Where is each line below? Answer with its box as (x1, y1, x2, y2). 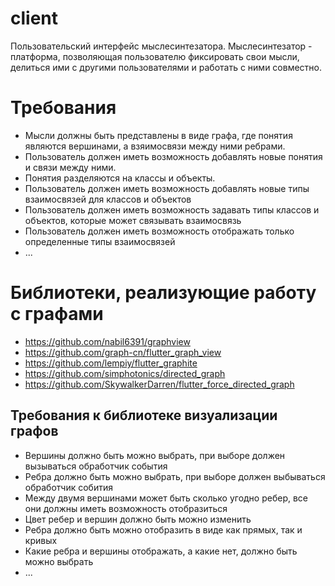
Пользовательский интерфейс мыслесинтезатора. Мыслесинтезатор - (10, 40, 313, 52)
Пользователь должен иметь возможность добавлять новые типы (24, 182, 310, 194)
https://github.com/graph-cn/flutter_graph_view (24, 346, 222, 358)
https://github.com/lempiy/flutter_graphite (24, 357, 198, 369)
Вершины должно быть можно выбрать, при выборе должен (24, 449, 286, 461)
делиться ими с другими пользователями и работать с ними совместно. (10, 61, 322, 73)
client (10, 7, 59, 30)
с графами (10, 303, 104, 326)
